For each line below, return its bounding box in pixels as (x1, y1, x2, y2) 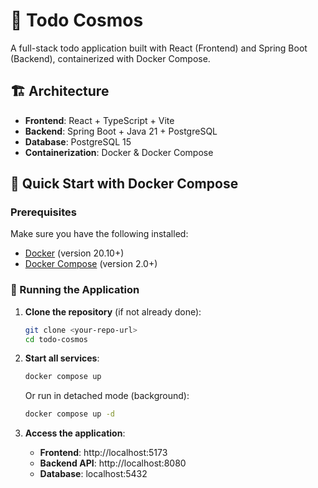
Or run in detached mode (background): (24, 390, 190, 402)
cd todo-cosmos (24, 334, 89, 344)
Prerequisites (10, 205, 77, 219)
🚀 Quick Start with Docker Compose (10, 175, 239, 193)
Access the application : (24, 427, 126, 439)
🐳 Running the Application (10, 283, 140, 297)
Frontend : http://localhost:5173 (39, 447, 168, 459)
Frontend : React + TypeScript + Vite (24, 114, 175, 126)
